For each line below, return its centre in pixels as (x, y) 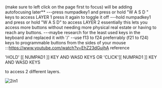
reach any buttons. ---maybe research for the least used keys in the (73, 32)
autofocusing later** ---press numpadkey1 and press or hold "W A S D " (77, 12)
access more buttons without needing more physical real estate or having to (81, 27)
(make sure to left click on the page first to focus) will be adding (69, 7)
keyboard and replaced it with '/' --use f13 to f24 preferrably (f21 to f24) (77, 38)
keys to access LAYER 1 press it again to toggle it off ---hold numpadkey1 (78, 17)
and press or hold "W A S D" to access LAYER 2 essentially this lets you (76, 22)
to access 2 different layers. (33, 71)
